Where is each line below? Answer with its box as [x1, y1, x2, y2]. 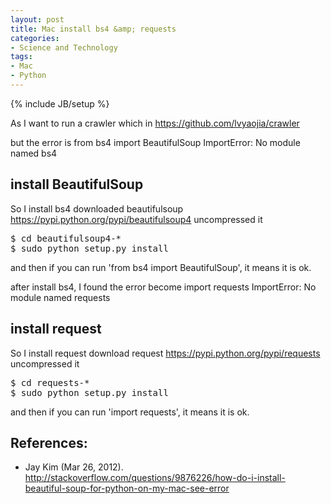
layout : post [10, 14, 65, 25]
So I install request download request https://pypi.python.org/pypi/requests [10, 347, 321, 359]
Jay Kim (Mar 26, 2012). [24, 461, 124, 473]
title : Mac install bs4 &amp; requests [10, 24, 177, 34]
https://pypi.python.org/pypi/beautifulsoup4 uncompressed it [10, 213, 263, 225]
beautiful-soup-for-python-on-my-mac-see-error [24, 482, 230, 495]
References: [10, 434, 88, 451]
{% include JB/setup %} [10, 97, 110, 110]
